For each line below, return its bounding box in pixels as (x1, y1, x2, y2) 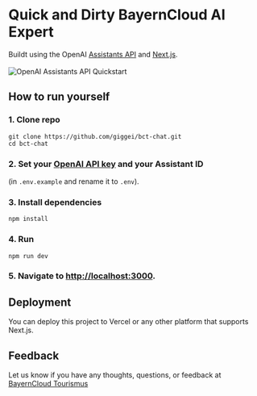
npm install (8, 215, 48, 223)
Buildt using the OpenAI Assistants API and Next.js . (8, 49, 178, 59)
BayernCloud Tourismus (8, 379, 89, 389)
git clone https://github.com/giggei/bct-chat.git (8, 132, 182, 140)
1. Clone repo (8, 115, 60, 126)
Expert (8, 23, 54, 41)
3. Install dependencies (8, 196, 102, 207)
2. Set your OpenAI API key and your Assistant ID (8, 158, 204, 169)
